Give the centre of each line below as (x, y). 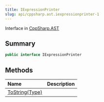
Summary (20, 43)
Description (61, 84)
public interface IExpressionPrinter (43, 55)
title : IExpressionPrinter (32, 10)
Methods (19, 70)
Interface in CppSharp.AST (32, 28)
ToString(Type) (25, 92)
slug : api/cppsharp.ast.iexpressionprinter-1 (52, 14)
